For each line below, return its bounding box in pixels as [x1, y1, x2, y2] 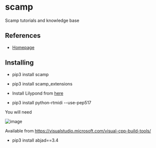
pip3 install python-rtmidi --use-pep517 [12, 99, 91, 105]
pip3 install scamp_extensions [12, 81, 73, 86]
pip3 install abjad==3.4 [12, 137, 59, 143]
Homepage [12, 44, 35, 50]
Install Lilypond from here [12, 90, 64, 96]
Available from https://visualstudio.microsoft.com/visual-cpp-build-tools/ [5, 128, 152, 133]
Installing [5, 59, 34, 67]
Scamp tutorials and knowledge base [5, 17, 79, 23]
